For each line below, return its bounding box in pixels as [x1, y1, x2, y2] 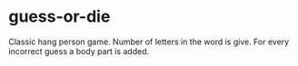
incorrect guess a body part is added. [8, 45, 150, 56]
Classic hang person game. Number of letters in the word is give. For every [8, 36, 290, 47]
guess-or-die [8, 6, 111, 27]
